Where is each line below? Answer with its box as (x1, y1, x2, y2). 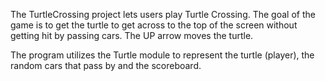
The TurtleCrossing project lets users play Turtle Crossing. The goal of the (10, 9, 316, 20)
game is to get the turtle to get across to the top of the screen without (10, 19, 298, 31)
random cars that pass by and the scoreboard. (10, 60, 202, 71)
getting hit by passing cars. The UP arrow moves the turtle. (10, 30, 254, 41)
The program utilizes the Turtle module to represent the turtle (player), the (10, 49, 315, 61)
